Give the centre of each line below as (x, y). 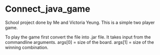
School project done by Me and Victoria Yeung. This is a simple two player (80, 22)
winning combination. (27, 47)
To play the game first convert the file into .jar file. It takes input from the (78, 37)
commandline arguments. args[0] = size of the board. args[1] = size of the (80, 42)
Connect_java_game (48, 9)
